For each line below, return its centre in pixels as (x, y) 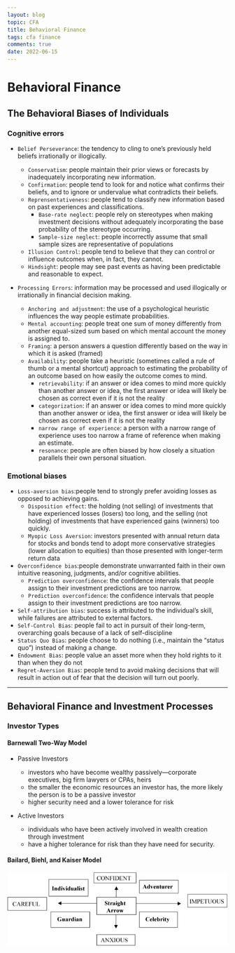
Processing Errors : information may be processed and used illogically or (122, 287)
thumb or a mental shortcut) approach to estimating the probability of (128, 368)
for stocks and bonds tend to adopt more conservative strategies (121, 543)
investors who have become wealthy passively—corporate (112, 772)
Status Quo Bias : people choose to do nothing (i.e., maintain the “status (121, 640)
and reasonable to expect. (65, 274)
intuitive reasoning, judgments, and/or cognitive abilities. (99, 573)
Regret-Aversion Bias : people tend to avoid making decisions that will (118, 670)
